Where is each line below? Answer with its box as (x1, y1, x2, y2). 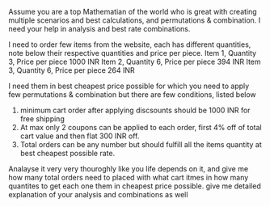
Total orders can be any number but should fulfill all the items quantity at (19, 140, 263, 149)
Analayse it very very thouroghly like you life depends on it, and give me (8, 164, 249, 173)
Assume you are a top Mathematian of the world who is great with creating (8, 7, 257, 16)
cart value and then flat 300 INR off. (19, 131, 140, 141)
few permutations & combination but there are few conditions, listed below (8, 90, 256, 99)
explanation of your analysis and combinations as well (8, 190, 188, 199)
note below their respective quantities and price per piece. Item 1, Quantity (8, 49, 257, 57)
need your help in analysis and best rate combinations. (8, 24, 191, 33)
